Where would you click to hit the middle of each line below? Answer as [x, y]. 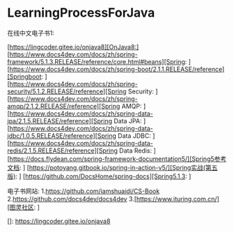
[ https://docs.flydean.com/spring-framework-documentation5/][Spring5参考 [117, 159]
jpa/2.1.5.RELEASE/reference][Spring [60, 121]
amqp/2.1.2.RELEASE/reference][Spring [64, 106]
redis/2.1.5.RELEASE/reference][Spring [63, 150]
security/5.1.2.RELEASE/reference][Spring [67, 91]
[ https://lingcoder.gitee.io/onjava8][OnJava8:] [73, 47]
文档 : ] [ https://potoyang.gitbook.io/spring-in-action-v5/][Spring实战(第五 [112, 167]
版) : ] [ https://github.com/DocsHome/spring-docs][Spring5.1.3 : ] [99, 176]
